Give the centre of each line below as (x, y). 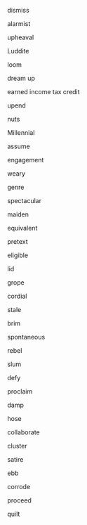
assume (19, 146)
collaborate (24, 432)
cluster (17, 446)
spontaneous (26, 337)
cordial (17, 296)
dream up (21, 78)
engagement (26, 160)
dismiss (18, 10)
